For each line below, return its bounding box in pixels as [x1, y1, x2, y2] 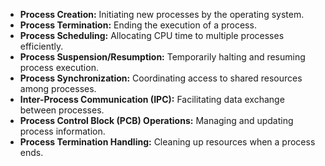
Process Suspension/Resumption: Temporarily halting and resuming [19, 51, 306, 63]
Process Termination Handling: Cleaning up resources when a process [19, 136, 316, 148]
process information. [19, 125, 106, 137]
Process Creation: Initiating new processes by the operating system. [19, 9, 305, 20]
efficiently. [19, 40, 64, 52]
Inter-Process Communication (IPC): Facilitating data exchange [19, 94, 285, 105]
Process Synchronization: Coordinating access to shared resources [19, 72, 303, 84]
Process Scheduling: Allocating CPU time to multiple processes [19, 30, 285, 41]
